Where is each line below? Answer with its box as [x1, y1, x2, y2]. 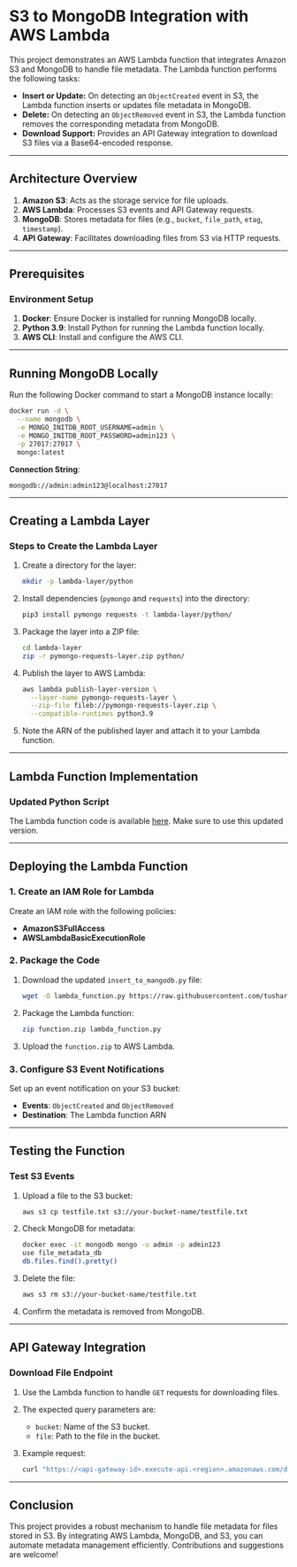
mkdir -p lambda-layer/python [21, 578, 134, 586]
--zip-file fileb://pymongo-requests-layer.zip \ [30, 702, 217, 710]
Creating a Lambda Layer [9, 513, 150, 528]
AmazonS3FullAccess [21, 923, 106, 934]
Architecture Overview [9, 171, 138, 187]
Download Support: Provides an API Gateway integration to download [21, 128, 278, 138]
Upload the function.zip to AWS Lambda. [21, 1041, 175, 1051]
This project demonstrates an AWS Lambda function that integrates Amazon [9, 54, 286, 65]
